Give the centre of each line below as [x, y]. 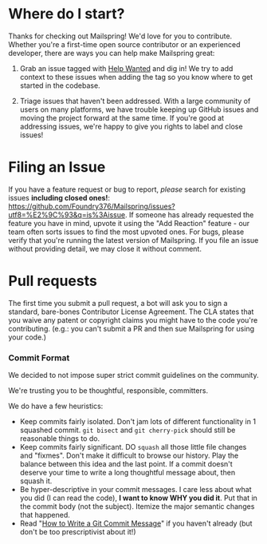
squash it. [36, 481]
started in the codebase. [60, 85]
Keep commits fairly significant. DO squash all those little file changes [133, 447]
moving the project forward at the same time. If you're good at [122, 117]
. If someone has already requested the [189, 214]
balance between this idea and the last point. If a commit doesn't [126, 464]
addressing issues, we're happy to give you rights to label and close [131, 126]
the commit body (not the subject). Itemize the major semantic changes [137, 506]
